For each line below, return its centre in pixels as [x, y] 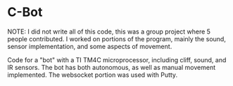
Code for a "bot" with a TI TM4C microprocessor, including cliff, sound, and [117, 59]
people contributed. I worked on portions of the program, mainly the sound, [117, 38]
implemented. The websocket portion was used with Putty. [93, 75]
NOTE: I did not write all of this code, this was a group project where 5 [109, 31]
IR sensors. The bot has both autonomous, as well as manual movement [112, 67]
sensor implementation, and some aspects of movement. [90, 46]
